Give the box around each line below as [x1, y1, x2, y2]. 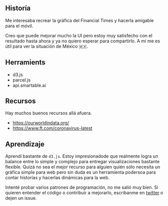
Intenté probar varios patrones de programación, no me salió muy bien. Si [5, 184, 158, 190]
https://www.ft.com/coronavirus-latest [12, 125, 92, 131]
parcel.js [12, 77, 31, 83]
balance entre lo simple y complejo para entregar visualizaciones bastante [5, 159, 160, 165]
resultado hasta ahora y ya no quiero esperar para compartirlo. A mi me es [5, 38, 160, 44]
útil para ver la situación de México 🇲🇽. [5, 43, 88, 49]
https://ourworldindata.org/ [12, 120, 70, 126]
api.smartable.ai [12, 82, 46, 88]
